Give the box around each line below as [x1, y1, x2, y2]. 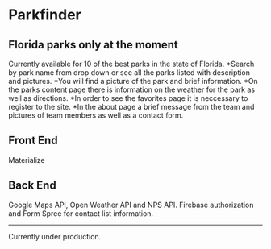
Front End [8, 134, 58, 147]
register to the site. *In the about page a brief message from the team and [8, 102, 255, 111]
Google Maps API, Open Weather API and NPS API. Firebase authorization [8, 200, 254, 210]
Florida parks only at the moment [8, 38, 179, 52]
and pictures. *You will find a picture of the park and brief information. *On [8, 77, 258, 85]
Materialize [8, 155, 46, 164]
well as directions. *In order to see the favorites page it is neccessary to [8, 93, 248, 102]
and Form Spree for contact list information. [8, 208, 154, 218]
